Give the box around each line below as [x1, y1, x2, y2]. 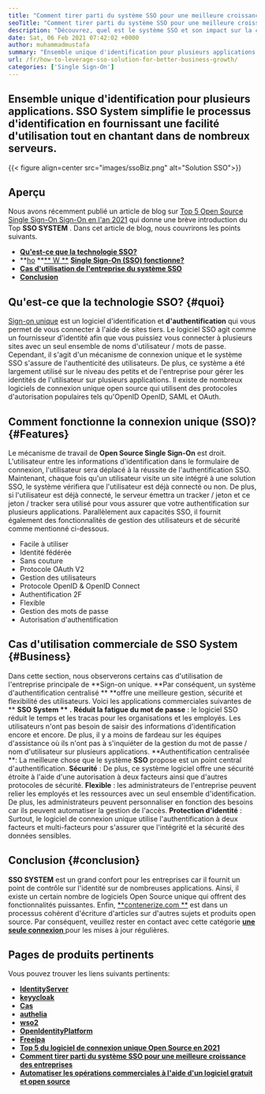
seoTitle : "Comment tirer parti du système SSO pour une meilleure [8, 19, 235, 27]
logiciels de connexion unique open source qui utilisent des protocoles [8, 384, 238, 393]
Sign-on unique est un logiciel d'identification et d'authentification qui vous [8, 316, 256, 326]
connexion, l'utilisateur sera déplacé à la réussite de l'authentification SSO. [8, 465, 251, 475]
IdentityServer [19, 984, 69, 994]
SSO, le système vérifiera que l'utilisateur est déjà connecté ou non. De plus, [8, 482, 257, 491]
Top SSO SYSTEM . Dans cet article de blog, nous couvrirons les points [8, 223, 241, 233]
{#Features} [8, 427, 69, 441]
